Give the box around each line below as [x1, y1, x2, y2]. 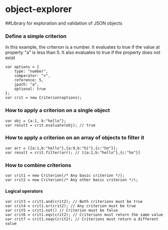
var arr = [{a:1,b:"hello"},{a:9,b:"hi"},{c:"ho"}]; [5, 146, 118, 151]
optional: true [14, 86, 46, 91]
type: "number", [14, 69, 49, 74]
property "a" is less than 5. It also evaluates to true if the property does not [5, 49, 161, 56]
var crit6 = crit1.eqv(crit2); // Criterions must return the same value [5, 212, 163, 217]
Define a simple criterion [5, 33, 67, 40]
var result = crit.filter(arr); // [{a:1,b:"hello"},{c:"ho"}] [5, 150, 141, 155]
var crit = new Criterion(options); [5, 95, 82, 100]
